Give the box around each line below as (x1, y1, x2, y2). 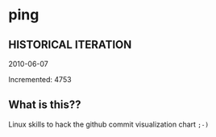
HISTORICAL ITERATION (8, 38, 132, 52)
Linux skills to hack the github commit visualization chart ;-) (8, 119, 210, 129)
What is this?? (8, 98, 81, 112)
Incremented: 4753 (8, 75, 72, 84)
